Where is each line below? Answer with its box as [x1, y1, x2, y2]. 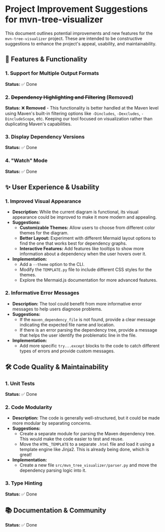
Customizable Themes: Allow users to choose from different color [19, 225, 155, 230]
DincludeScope [5, 116, 34, 121]
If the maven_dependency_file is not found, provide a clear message [19, 316, 156, 322]
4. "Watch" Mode [5, 157, 48, 164]
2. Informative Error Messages [5, 290, 80, 297]
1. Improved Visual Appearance [5, 197, 81, 204]
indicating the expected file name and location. [19, 322, 115, 328]
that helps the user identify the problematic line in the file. [19, 332, 137, 338]
